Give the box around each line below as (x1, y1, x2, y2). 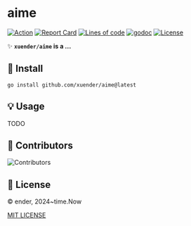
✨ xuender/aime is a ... (7, 42, 72, 50)
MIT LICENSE (7, 211, 46, 220)
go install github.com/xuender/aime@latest (7, 81, 137, 89)
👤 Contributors (7, 139, 74, 151)
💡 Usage (7, 101, 45, 113)
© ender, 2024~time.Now (7, 197, 82, 206)
